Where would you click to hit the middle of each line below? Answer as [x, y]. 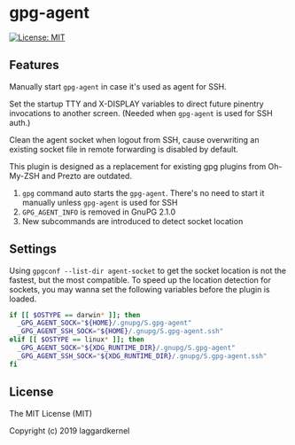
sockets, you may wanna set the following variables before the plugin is [140, 289]
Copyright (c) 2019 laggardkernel [70, 430]
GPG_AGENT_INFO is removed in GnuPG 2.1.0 [99, 212]
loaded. [23, 299]
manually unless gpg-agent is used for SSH [100, 202]
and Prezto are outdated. [87, 176]
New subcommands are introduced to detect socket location [132, 221]
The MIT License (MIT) [51, 413]
